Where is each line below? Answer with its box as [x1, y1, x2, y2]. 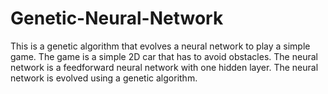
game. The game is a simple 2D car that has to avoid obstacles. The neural [10, 50, 318, 62]
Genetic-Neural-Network [10, 7, 224, 30]
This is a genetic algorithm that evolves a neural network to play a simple [10, 40, 311, 52]
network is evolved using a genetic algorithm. [10, 72, 198, 84]
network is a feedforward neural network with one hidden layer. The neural [10, 61, 319, 73]
